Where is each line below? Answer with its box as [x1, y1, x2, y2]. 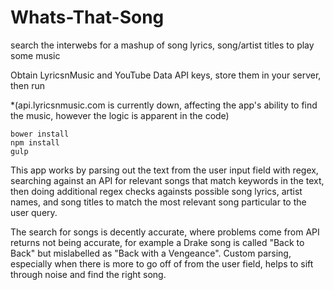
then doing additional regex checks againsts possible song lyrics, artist [10, 185, 303, 197]
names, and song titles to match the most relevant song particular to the [10, 196, 307, 208]
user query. [10, 206, 58, 218]
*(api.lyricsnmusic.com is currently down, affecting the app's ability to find [10, 99, 318, 111]
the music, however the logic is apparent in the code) [10, 109, 230, 121]
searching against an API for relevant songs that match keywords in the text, [10, 174, 325, 186]
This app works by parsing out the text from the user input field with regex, [10, 164, 319, 176]
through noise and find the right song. [10, 268, 167, 280]
